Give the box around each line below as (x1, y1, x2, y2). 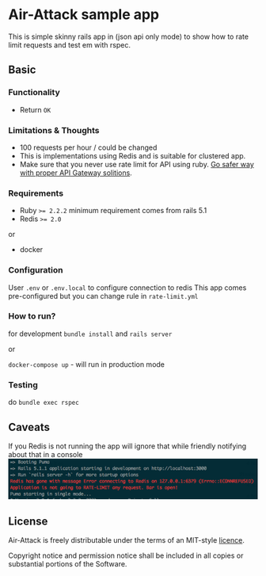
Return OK (19, 105, 51, 114)
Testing (8, 379, 38, 390)
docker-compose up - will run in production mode (8, 359, 165, 369)
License (8, 514, 48, 528)
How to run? (8, 311, 56, 322)
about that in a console (8, 449, 83, 459)
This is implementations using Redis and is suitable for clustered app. (19, 151, 246, 160)
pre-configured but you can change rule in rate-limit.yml (8, 291, 199, 300)
